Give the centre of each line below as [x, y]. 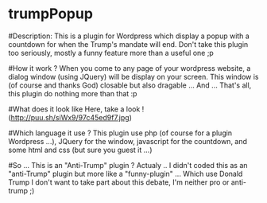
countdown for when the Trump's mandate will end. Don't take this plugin [128, 44]
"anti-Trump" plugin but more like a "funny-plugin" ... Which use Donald [126, 174]
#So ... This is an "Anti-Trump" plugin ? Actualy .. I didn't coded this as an [128, 165]
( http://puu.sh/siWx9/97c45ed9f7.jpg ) [70, 117]
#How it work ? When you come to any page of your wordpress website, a [130, 68]
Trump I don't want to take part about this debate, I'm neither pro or [119, 182]
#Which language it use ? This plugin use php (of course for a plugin [120, 133]
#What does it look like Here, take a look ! [76, 109]
